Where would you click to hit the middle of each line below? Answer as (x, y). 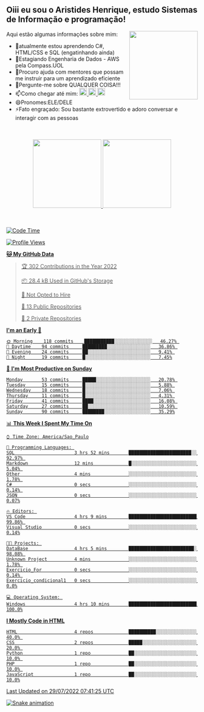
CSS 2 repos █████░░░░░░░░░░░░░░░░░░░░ (102, 642)
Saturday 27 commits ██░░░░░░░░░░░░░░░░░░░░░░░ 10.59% (90, 406)
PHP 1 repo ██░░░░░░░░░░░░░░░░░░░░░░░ (102, 664)
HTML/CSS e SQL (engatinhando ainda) (65, 52)
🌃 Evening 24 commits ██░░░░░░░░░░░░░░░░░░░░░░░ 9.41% (89, 352)
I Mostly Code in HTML (36, 621)
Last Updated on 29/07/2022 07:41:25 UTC (60, 691)
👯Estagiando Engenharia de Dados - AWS (67, 59)
